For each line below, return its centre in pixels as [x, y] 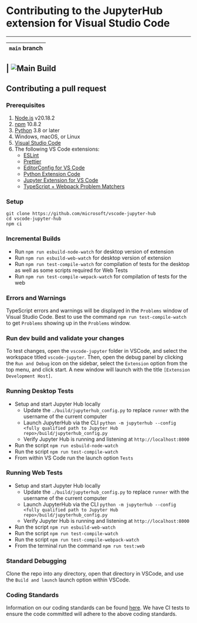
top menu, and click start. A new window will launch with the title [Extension [98, 370]
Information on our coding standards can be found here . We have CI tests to [98, 608]
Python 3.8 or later [37, 131]
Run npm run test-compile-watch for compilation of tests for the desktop [102, 264]
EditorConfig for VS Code [54, 168]
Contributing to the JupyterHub [84, 11]
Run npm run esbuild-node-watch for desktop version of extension [94, 251]
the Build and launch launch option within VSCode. [68, 580]
